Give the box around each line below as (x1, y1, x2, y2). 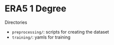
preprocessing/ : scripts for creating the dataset (11, 29, 109, 35)
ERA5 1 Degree (4, 3, 67, 14)
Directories (4, 19, 27, 25)
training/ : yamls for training (11, 34, 71, 40)
